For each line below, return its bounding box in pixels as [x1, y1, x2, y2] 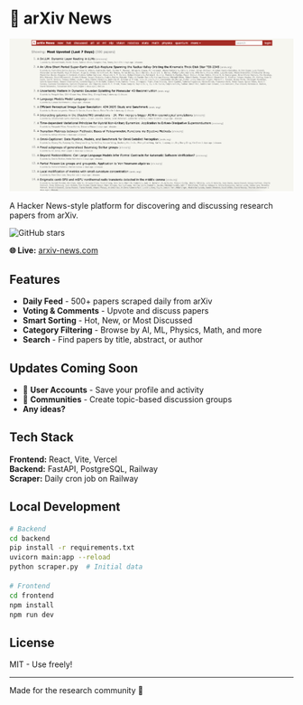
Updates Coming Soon [9, 361, 138, 376]
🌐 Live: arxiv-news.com [9, 245, 99, 256]
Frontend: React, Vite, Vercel [9, 454, 117, 465]
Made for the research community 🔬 [9, 685, 144, 696]
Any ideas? [22, 404, 66, 415]
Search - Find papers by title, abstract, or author [22, 334, 204, 345]
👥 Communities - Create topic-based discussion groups [22, 394, 233, 405]
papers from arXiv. [9, 210, 79, 221]
